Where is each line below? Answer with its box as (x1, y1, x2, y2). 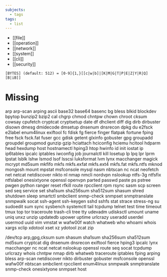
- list (9, 21, 23, 26)
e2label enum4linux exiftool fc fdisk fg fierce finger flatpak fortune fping (5, 130, 154, 136)
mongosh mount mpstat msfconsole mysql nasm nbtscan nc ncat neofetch (5, 166, 159, 172)
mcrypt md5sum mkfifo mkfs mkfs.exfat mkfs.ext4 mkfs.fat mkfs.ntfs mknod (5, 161, 163, 167)
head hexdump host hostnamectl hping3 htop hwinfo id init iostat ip (5, 145, 144, 151)
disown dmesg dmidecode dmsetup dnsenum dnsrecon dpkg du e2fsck (5, 124, 153, 130)
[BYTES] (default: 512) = (5, 71, 59, 76)
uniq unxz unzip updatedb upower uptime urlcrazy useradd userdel (5, 214, 144, 220)
